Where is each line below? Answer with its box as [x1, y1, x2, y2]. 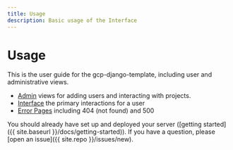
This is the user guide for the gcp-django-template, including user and [7, 70, 213, 79]
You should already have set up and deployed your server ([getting [7, 120, 203, 129]
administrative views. [7, 78, 69, 87]
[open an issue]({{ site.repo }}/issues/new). [7, 135, 134, 144]
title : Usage [7, 10, 46, 18]
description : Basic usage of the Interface [7, 17, 138, 24]
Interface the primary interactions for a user [17, 99, 145, 108]
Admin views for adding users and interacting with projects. [17, 92, 191, 100]
